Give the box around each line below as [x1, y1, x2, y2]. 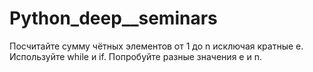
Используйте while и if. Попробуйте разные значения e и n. [9, 50, 262, 62]
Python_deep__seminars [9, 7, 218, 30]
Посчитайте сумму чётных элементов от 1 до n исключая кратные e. [9, 40, 304, 52]
